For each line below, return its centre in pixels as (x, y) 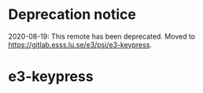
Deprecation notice (72, 15)
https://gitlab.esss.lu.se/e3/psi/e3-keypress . (80, 44)
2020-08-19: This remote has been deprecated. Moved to (101, 36)
